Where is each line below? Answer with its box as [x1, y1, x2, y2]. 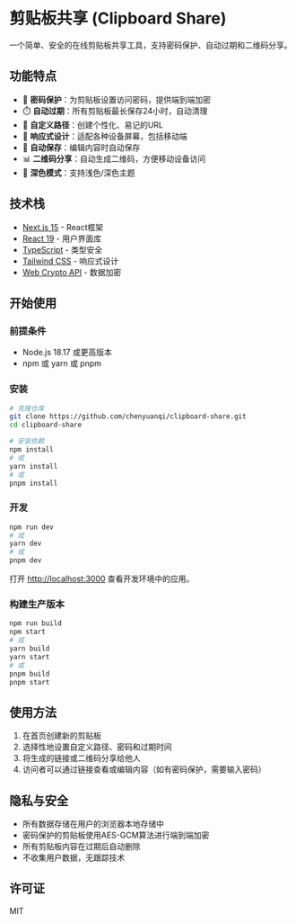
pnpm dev [9, 556, 42, 565]
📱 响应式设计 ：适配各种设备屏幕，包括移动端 [22, 130, 187, 141]
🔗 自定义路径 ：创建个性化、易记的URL [22, 119, 164, 130]
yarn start [9, 652, 50, 661]
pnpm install [9, 479, 58, 488]
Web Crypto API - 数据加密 [22, 266, 122, 277]
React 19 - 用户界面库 [22, 233, 101, 244]
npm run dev [9, 523, 54, 532]
